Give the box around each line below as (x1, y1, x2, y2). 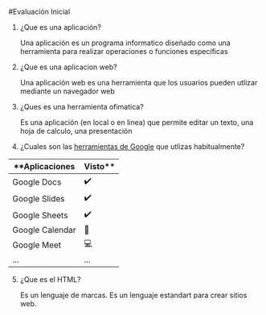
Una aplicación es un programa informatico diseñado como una (19, 38, 231, 48)
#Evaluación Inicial (8, 7, 71, 16)
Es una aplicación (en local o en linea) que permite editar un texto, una (19, 118, 254, 127)
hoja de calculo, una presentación (19, 126, 133, 135)
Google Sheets (12, 209, 68, 221)
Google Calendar (12, 225, 76, 235)
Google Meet (12, 239, 62, 251)
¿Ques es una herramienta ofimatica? (19, 102, 145, 111)
